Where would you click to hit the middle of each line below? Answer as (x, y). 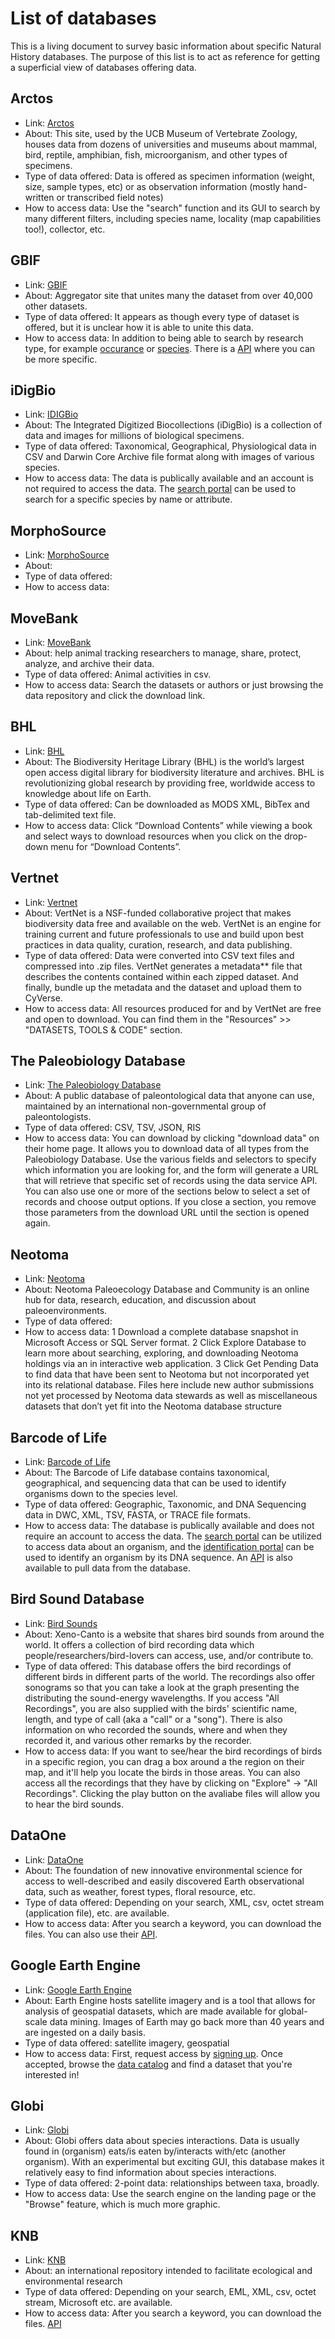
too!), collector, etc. (65, 229)
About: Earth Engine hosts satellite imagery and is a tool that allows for (170, 2000)
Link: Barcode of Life (67, 1462)
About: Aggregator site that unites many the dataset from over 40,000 (168, 295)
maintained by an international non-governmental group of (145, 1106)
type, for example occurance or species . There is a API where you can (170, 348)
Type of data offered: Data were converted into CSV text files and (159, 955)
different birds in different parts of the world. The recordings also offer (170, 1676)
